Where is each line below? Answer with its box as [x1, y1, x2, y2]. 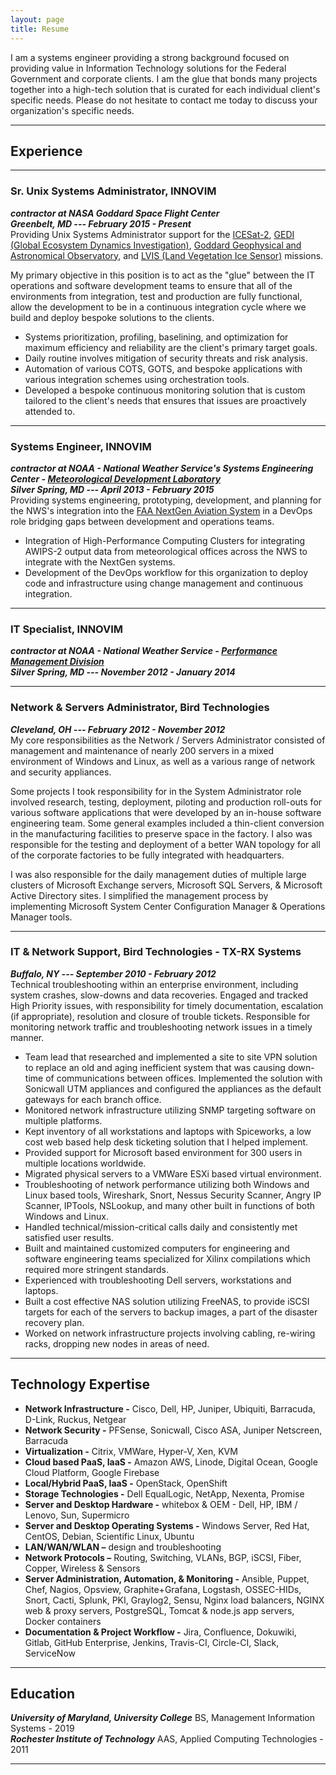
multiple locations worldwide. [24, 1157, 147, 1169]
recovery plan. [24, 1316, 85, 1328]
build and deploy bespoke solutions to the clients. [10, 311, 215, 323]
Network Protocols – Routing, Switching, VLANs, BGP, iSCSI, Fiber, [24, 1551, 302, 1563]
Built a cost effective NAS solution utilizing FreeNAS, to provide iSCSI [24, 1295, 310, 1307]
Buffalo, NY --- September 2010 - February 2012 [10, 967, 217, 980]
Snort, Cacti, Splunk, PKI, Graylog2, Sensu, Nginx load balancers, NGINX [24, 1594, 325, 1606]
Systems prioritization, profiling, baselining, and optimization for [24, 331, 289, 343]
